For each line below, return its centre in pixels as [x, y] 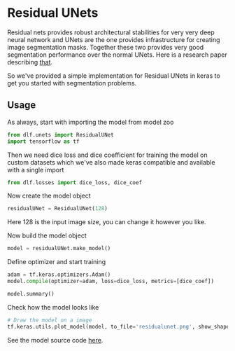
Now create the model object [49, 196]
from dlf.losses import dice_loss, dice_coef [74, 183]
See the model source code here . [55, 340]
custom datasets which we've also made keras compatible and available [111, 162]
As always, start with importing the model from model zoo [91, 122]
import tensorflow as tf [43, 142]
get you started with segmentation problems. [72, 83]
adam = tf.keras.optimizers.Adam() [59, 275]
